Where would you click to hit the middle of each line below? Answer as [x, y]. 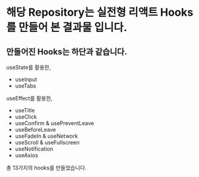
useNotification [34, 149]
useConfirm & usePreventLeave [54, 123]
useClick [26, 117]
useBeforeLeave [35, 130]
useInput [26, 79]
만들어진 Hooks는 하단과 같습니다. [67, 52]
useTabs [25, 86]
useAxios [26, 155]
